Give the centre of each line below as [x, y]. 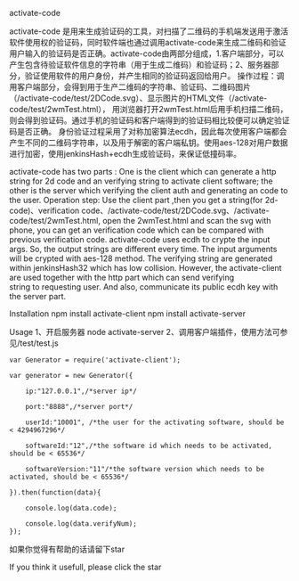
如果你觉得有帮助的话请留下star [67, 549]
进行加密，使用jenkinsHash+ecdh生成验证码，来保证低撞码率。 [125, 154]
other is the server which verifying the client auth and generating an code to [149, 190]
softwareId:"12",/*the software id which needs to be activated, [149, 446]
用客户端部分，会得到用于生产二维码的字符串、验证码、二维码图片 [130, 87]
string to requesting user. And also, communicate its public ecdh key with [144, 287]
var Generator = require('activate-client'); [95, 360]
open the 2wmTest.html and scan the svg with [186, 221]
